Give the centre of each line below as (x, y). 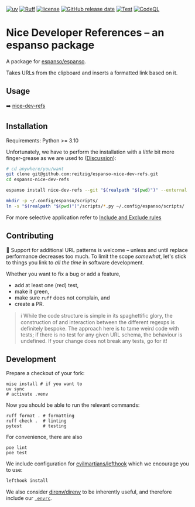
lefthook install (27, 481)
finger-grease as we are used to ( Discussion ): (61, 158)
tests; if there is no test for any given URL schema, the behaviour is (101, 335)
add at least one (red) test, (47, 285)
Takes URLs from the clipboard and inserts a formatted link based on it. (92, 73)
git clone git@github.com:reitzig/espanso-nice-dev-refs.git (82, 174)
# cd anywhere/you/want (35, 169)
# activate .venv (27, 394)
